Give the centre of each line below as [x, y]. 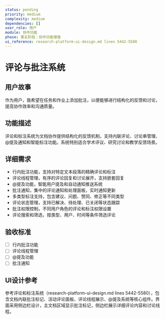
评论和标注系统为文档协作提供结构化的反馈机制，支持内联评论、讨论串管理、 [82, 136]
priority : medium [23, 14]
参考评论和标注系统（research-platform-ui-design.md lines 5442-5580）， [80, 293]
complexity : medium [25, 19]
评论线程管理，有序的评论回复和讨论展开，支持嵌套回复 [68, 178]
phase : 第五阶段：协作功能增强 [33, 37]
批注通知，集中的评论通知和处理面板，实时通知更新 [64, 191]
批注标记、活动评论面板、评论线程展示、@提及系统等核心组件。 [91, 299]
